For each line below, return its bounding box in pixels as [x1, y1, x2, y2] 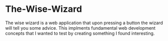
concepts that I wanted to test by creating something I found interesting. [5, 30, 155, 36]
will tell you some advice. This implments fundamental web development [5, 25, 156, 31]
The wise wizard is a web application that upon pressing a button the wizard [5, 20, 163, 26]
